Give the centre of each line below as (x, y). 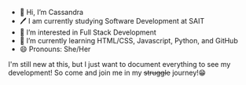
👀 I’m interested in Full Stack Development (88, 32)
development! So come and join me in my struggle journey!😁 (107, 72)
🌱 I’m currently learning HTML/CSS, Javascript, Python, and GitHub (129, 41)
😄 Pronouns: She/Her (55, 49)
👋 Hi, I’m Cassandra (51, 12)
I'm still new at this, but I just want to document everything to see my (119, 64)
